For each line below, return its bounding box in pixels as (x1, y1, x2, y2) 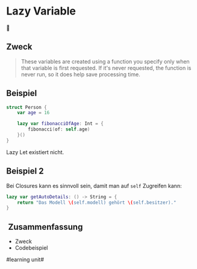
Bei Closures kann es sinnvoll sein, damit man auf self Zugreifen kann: (6, 182, 182, 189)
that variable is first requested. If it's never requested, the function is (20, 64, 192, 71)
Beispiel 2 (6, 166, 44, 177)
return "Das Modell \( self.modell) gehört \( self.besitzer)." (17, 199, 177, 206)
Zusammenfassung (8, 222, 83, 232)
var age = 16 (17, 110, 50, 116)
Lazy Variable (6, 4, 77, 18)
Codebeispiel (14, 244, 48, 251)
